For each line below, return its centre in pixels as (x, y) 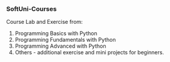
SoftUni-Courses (32, 9)
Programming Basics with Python (56, 33)
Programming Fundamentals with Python (65, 40)
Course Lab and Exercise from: (44, 22)
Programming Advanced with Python (60, 46)
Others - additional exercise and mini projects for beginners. (89, 52)
